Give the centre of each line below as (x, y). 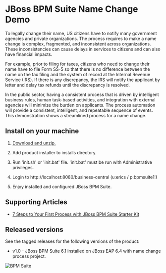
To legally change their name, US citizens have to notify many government (81, 33)
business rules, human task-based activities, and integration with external (80, 99)
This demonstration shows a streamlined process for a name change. (76, 115)
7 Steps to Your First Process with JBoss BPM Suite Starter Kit (76, 214)
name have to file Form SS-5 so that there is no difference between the (78, 69)
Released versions (34, 229)
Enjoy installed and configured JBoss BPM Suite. (62, 186)
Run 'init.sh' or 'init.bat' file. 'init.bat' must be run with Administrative (82, 162)
